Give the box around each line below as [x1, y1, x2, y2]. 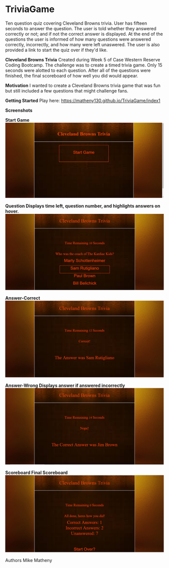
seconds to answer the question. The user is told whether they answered [5, 25, 157, 31]
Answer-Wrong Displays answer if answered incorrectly [5, 382, 125, 388]
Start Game [5, 117, 30, 123]
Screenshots [5, 107, 33, 113]
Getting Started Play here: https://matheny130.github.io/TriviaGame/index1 [5, 97, 160, 104]
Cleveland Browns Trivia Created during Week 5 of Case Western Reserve [5, 56, 160, 62]
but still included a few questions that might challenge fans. [5, 88, 129, 94]
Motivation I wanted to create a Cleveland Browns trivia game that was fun [5, 82, 161, 89]
